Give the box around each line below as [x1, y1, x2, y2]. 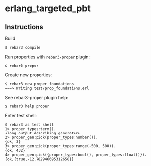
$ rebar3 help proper [5, 104, 50, 109]
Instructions [5, 23, 43, 31]
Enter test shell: [5, 113, 37, 118]
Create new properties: [5, 72, 52, 78]
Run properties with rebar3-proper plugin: [5, 54, 90, 60]
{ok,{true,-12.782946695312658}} [5, 157, 74, 162]
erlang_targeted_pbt [5, 3, 91, 14]
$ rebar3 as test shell [5, 122, 54, 127]
